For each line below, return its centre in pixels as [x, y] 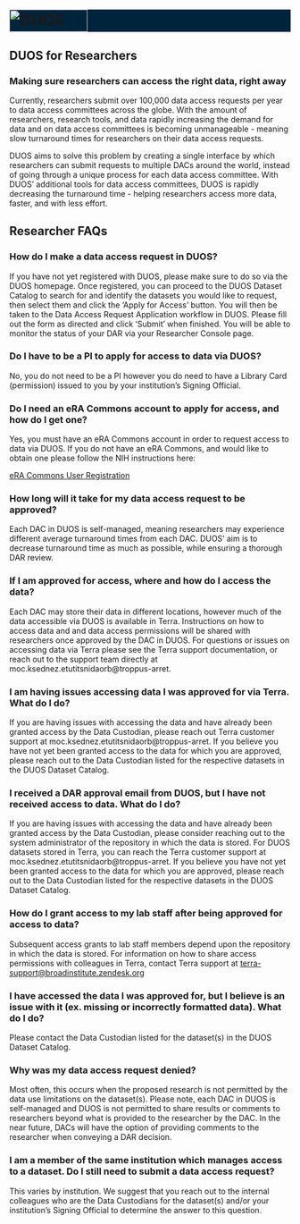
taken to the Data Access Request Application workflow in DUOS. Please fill [148, 314]
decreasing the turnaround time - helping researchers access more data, [143, 193]
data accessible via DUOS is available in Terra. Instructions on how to [137, 620]
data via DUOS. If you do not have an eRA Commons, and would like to [139, 449]
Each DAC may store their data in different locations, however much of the [146, 612]
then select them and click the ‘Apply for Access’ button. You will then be [144, 305]
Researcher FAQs [58, 231]
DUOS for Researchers [73, 55]
